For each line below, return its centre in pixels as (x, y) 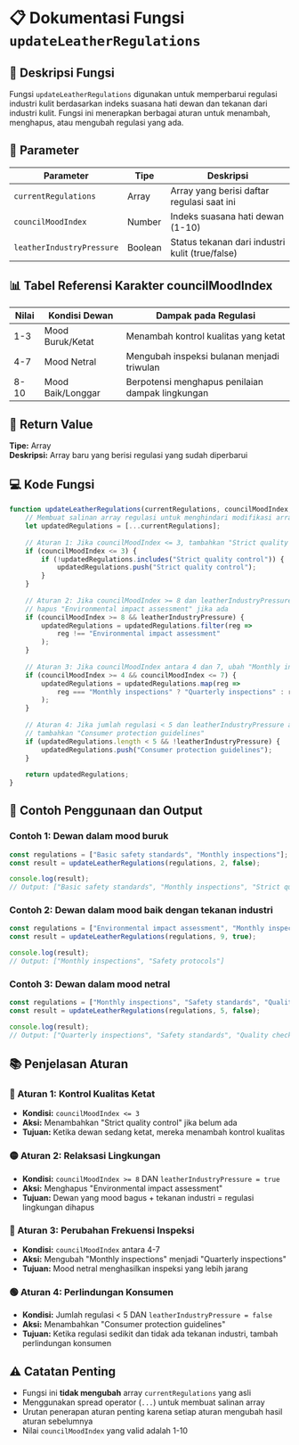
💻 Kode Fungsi (52, 484)
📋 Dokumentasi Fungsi (97, 18)
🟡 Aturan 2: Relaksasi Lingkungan (85, 1156)
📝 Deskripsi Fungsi (62, 73)
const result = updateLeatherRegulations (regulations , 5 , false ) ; (135, 1011)
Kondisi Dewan (81, 316)
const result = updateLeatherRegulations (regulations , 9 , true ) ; (133, 937)
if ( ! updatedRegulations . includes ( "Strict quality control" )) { (163, 559)
